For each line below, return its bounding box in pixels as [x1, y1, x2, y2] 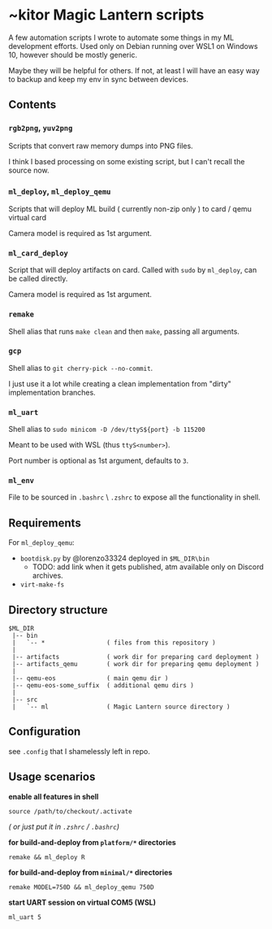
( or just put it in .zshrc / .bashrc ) [8, 822, 120, 831]
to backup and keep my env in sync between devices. [8, 74, 189, 84]
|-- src [11, 696, 38, 704]
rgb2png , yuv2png [8, 122, 73, 133]
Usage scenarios [8, 770, 96, 784]
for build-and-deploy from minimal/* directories [8, 867, 173, 877]
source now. [8, 165, 50, 175]
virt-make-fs [19, 581, 65, 589]
